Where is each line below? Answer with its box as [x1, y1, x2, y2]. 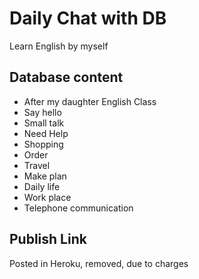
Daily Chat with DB [9, 7, 167, 30]
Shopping [23, 138, 64, 150]
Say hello [23, 106, 62, 118]
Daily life [23, 180, 61, 192]
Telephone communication [23, 202, 134, 214]
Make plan [23, 170, 67, 182]
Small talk [23, 117, 65, 129]
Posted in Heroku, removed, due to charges [9, 257, 189, 269]
